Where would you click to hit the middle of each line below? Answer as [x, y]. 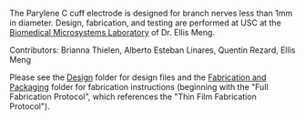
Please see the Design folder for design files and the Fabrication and [138, 77]
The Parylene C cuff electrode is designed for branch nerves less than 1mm [151, 13]
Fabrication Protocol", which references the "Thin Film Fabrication [133, 96]
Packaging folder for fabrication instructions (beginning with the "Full [139, 87]
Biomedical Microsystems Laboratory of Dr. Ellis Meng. [112, 32]
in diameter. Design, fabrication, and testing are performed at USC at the [146, 23]
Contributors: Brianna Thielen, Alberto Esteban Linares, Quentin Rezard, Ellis [152, 50]
